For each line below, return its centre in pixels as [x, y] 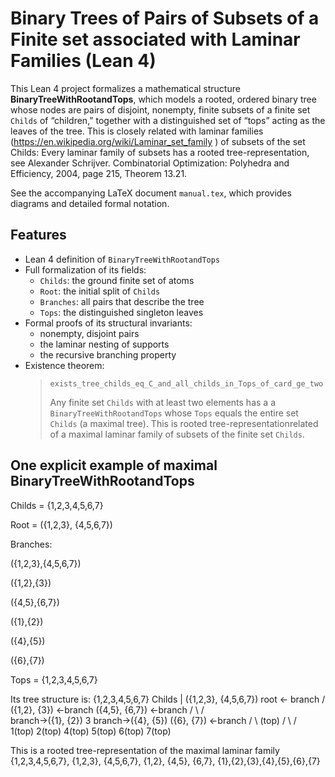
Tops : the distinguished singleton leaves [121, 312]
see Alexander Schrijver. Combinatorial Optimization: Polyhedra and [150, 163]
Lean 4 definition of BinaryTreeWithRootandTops [122, 259]
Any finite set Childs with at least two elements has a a [162, 402]
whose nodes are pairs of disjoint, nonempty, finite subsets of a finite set [160, 109]
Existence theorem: [64, 365]
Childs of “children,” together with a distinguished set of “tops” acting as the [168, 120]
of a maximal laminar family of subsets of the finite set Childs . [177, 434]
